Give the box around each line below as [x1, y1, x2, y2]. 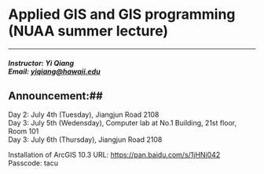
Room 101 [8, 127, 39, 136]
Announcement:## [8, 89, 104, 103]
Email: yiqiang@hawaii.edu [8, 67, 101, 76]
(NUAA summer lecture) [8, 22, 169, 40]
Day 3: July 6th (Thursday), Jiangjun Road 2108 [8, 135, 163, 144]
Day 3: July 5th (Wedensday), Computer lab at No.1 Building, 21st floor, [8, 118, 237, 128]
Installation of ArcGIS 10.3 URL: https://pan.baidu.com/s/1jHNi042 [8, 150, 221, 160]
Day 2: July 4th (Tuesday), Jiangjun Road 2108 [8, 110, 159, 119]
